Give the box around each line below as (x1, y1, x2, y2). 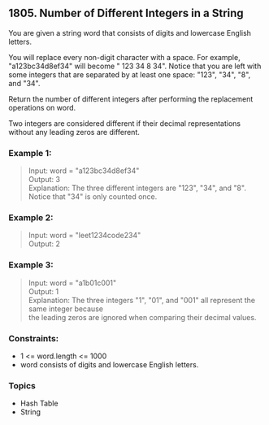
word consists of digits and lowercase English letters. (20, 360, 199, 369)
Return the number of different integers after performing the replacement (8, 93, 254, 104)
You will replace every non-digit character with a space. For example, (8, 52, 241, 62)
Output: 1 (28, 286, 59, 296)
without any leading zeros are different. (8, 127, 141, 137)
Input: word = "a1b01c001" (28, 278, 117, 288)
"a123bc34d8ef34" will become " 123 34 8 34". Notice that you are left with (8, 61, 262, 71)
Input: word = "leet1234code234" (28, 231, 141, 241)
